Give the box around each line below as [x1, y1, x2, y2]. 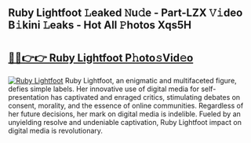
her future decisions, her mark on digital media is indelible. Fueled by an [8, 109, 242, 119]
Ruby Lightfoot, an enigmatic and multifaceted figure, [64, 76, 237, 85]
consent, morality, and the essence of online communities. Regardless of [8, 101, 244, 110]
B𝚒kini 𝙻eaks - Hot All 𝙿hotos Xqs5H [8, 19, 192, 32]
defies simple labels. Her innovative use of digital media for [8, 84, 200, 93]
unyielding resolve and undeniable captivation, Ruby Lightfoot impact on [8, 118, 242, 126]
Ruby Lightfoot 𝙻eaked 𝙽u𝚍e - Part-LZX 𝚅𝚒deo [8, 6, 243, 20]
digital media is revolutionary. [8, 126, 104, 135]
